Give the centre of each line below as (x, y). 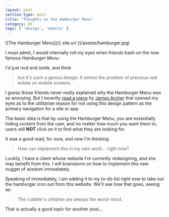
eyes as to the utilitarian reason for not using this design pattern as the (79, 103)
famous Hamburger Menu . (33, 58)
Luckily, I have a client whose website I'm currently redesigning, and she (81, 159)
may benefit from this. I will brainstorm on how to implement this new (77, 164)
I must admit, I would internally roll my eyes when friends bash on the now (82, 53)
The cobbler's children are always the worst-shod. (70, 199)
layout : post (19, 10)
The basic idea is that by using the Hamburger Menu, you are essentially (80, 118)
